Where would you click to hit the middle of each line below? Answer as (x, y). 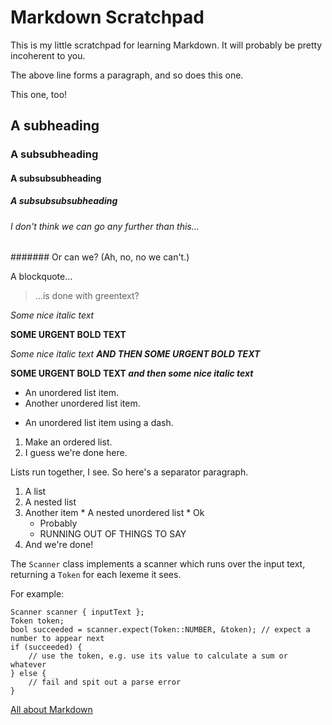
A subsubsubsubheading (64, 201)
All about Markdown (51, 710)
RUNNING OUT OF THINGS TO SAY (113, 534)
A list (35, 492)
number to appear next (57, 639)
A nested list (50, 502)
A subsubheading (54, 154)
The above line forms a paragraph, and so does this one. (127, 75)
